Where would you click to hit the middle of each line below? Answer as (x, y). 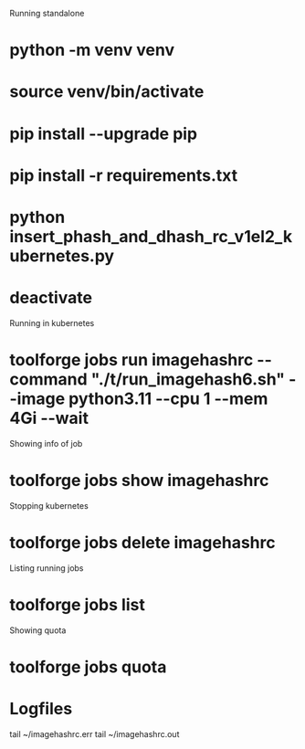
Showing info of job (46, 443)
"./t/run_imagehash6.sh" (188, 380)
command (49, 380)
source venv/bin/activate (107, 92)
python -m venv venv (92, 50)
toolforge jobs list (78, 604)
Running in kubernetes (52, 322)
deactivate (51, 298)
